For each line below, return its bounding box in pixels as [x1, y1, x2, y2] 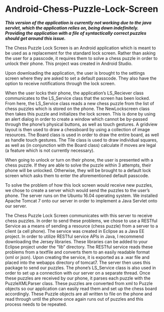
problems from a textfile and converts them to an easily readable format [5, 249, 150, 255]
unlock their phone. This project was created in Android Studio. [5, 60, 133, 66]
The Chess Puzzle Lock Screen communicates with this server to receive [5, 212, 153, 218]
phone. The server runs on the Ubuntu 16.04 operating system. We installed [5, 193, 158, 199]
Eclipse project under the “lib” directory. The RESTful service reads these [5, 244, 153, 250]
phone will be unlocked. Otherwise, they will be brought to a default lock [5, 167, 151, 173]
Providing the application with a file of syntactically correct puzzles [5, 30, 147, 36]
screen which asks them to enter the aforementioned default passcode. [5, 172, 149, 178]
